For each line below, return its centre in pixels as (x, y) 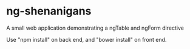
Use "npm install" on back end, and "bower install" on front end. (87, 39)
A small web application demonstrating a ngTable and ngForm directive (95, 28)
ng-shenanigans (49, 11)
